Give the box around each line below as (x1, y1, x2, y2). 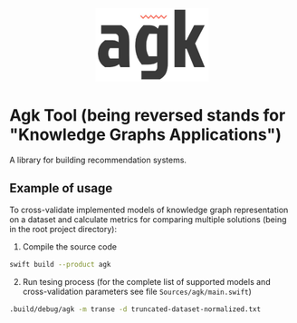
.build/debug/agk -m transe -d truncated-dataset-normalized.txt (9, 305, 261, 314)
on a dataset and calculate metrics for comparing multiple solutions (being (9, 214, 287, 225)
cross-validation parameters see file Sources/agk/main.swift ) (22, 286, 252, 298)
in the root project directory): (9, 224, 118, 235)
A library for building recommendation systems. (9, 154, 187, 165)
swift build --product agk (9, 260, 111, 269)
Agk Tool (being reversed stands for (9, 104, 286, 125)
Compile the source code (22, 241, 118, 252)
